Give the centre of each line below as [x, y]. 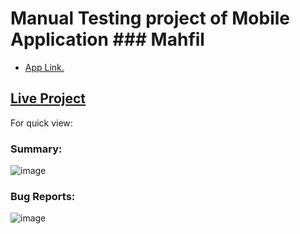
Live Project [48, 98]
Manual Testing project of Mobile [150, 18]
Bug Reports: [43, 196]
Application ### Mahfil [107, 39]
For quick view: [41, 123]
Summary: [36, 149]
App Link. [44, 67]
